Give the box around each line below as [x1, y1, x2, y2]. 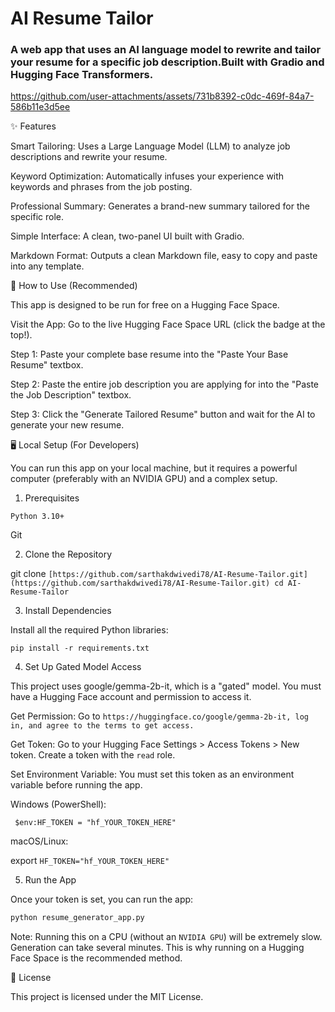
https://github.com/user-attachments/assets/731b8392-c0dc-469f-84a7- [10, 90, 315, 102]
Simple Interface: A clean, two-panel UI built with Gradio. [10, 230, 245, 242]
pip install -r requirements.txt [10, 643, 150, 654]
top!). [10, 329, 33, 341]
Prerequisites [24, 492, 80, 504]
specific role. [10, 211, 65, 223]
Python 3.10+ [10, 512, 65, 522]
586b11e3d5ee [10, 101, 71, 113]
